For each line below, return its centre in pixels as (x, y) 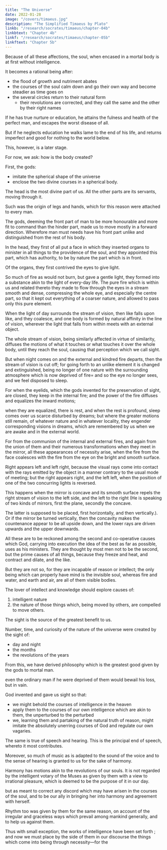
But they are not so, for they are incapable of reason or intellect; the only (80, 569)
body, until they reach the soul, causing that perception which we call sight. (83, 349)
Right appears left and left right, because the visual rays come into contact (82, 467)
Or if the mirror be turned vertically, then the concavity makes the (72, 518)
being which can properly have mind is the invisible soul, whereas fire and (81, 575)
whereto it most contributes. (34, 746)
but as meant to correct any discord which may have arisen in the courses (81, 791)
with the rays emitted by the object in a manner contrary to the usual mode (82, 472)
